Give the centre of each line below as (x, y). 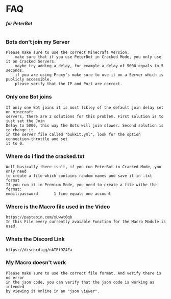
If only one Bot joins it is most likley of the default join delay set (85, 107)
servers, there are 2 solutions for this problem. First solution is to (85, 116)
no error (15, 277)
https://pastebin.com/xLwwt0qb (39, 217)
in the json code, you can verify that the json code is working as (80, 282)
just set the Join (25, 121)
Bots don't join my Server (38, 42)
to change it (20, 130)
